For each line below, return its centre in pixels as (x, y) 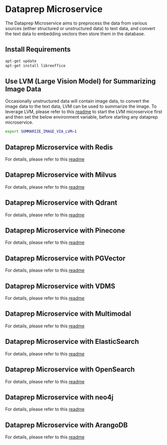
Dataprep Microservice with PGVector (65, 258)
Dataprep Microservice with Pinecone (65, 231)
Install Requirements (38, 49)
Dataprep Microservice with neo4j (59, 397)
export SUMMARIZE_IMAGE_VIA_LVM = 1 (41, 132)
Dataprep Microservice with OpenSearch (70, 370)
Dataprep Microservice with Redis (59, 147)
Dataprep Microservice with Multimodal (68, 314)
